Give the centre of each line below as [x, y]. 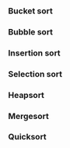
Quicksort [27, 137]
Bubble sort [30, 31]
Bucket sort [30, 11]
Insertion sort [34, 52]
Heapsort [26, 95]
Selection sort [35, 74]
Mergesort [28, 116]
